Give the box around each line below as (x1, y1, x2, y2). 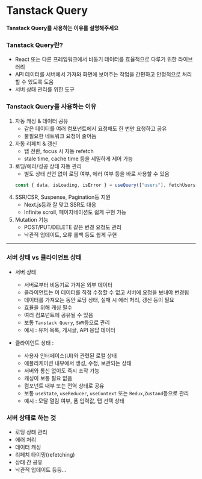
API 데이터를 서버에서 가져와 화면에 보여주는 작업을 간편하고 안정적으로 (14, 70, 182, 78)
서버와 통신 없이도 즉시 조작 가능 (23, 367, 100, 374)
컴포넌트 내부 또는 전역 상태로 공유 (23, 382, 105, 389)
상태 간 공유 (14, 459, 43, 466)
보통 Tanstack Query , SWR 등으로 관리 (23, 319, 110, 326)
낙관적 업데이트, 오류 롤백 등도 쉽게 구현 (23, 231, 117, 239)
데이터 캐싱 (14, 443, 41, 451)
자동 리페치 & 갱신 (14, 140, 57, 147)
